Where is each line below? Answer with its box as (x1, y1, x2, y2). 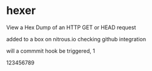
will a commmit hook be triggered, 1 (6, 47, 95, 55)
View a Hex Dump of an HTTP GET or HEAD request (6, 24, 136, 31)
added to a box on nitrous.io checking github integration (6, 35, 147, 42)
